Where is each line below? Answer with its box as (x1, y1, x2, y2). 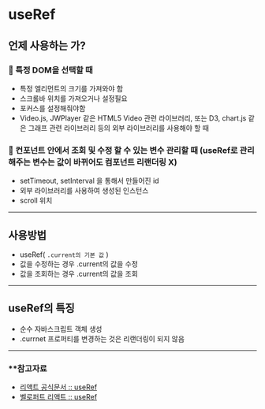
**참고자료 (8, 363, 47, 374)
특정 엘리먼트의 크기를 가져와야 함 (19, 84, 124, 93)
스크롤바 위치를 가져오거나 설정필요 (19, 93, 128, 103)
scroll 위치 (19, 195, 53, 206)
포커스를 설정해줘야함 (19, 103, 86, 113)
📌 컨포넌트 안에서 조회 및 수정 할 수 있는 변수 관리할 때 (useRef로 (8, 144, 238, 155)
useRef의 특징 (8, 302, 75, 315)
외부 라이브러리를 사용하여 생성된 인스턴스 (19, 186, 149, 195)
